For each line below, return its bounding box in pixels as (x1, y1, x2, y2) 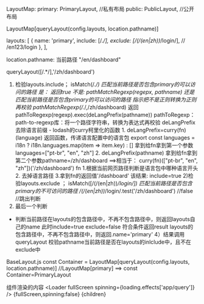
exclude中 (15, 246, 41, 253)
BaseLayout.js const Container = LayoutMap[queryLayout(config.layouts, (6, 258, 190, 265)
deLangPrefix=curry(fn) (127, 127, 187, 133)
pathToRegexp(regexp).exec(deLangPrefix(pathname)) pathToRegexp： (15, 111, 195, 118)
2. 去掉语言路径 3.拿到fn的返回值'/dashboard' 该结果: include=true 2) (15, 172, 189, 179)
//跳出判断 (15, 195, 41, 202)
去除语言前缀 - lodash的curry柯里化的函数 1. (15, 127, 126, 133)
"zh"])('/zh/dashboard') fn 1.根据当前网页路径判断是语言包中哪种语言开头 (15, 164, 199, 172)
